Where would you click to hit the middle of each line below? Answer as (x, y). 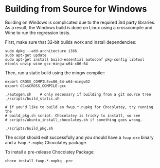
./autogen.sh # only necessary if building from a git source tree (78, 94)
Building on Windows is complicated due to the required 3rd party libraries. (80, 22)
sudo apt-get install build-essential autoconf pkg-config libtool (75, 59)
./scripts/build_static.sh (32, 99)
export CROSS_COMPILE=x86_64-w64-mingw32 (48, 82)
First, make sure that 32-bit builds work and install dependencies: (71, 42)
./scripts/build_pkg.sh (29, 128)
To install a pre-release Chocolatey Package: (50, 152)
